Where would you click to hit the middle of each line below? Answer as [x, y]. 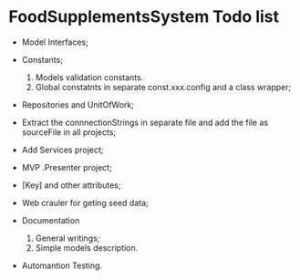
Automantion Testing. [62, 265]
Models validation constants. [89, 77]
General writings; [67, 238]
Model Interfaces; [55, 42]
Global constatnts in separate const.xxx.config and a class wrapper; [163, 87]
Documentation [51, 220]
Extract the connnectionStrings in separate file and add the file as [145, 122]
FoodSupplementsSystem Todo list [144, 17]
